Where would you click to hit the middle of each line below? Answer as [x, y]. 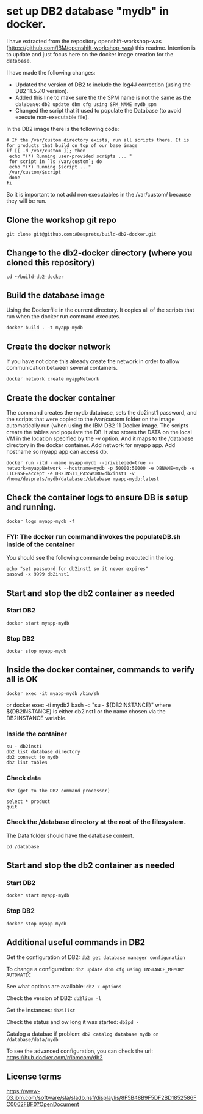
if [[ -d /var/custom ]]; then [46, 151]
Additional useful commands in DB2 [76, 942]
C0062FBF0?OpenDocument [43, 1104]
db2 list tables [27, 763]
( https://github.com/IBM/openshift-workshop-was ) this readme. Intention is [101, 48]
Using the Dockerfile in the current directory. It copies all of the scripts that [100, 310]
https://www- [23, 1091]
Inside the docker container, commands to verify [101, 670]
